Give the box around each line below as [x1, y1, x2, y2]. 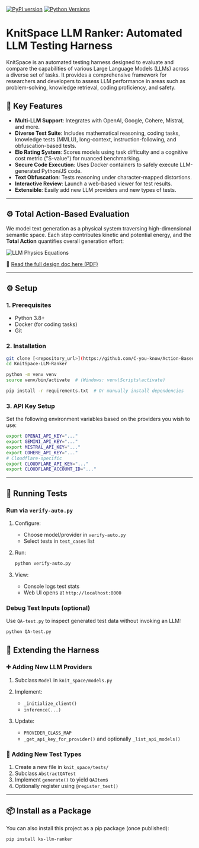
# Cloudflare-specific [6, 455, 62, 461]
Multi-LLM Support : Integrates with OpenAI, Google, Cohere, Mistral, [14, 116, 184, 124]
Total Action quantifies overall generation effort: [6, 238, 124, 245]
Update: [14, 717, 34, 724]
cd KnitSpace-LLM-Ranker [6, 361, 68, 367]
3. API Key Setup [6, 401, 55, 410]
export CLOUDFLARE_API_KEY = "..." [6, 461, 89, 467]
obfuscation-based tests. [14, 142, 77, 149]
